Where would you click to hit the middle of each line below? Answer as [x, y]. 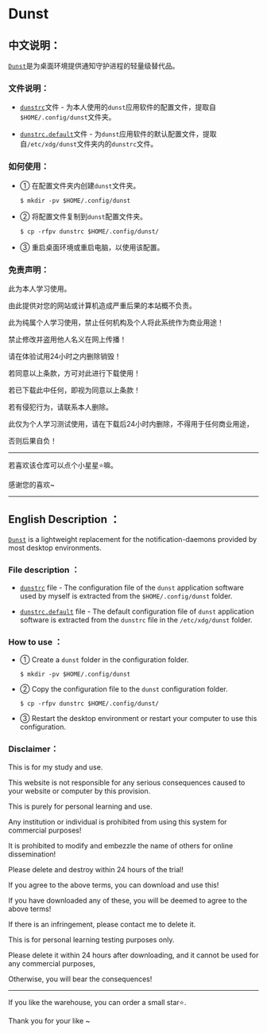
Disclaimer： [34, 749]
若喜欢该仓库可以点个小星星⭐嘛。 [63, 465]
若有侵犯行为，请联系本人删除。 [60, 407]
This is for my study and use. [56, 767]
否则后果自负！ [33, 440]
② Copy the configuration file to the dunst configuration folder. [124, 689]
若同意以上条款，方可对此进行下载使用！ [74, 373]
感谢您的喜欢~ [32, 484]
